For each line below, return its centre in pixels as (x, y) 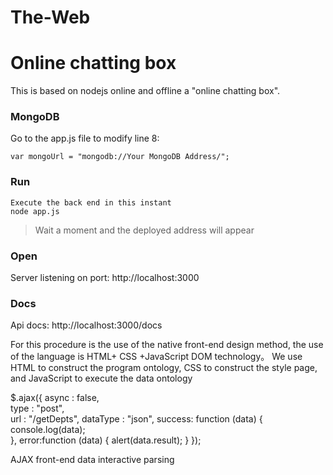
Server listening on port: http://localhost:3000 (105, 278)
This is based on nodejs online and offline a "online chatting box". (145, 91)
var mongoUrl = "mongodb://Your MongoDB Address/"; (120, 157)
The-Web (50, 17)
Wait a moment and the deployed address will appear (144, 230)
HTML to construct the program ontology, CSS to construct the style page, (164, 368)
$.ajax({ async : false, (55, 398)
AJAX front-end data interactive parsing (92, 460)
